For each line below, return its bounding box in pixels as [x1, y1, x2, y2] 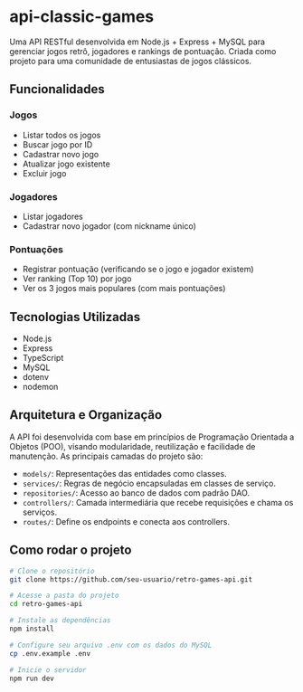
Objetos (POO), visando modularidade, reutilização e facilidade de [9, 441, 256, 451]
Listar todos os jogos [22, 129, 101, 140]
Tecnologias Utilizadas [9, 309, 141, 325]
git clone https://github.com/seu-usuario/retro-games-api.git [9, 574, 253, 584]
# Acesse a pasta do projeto [9, 591, 119, 601]
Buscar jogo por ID [22, 138, 93, 150]
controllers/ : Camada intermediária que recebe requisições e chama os [22, 497, 294, 507]
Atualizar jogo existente [22, 158, 110, 169]
